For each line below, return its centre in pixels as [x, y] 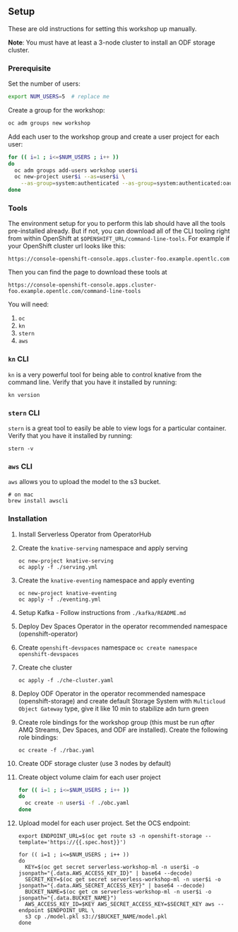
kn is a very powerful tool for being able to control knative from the [105, 374]
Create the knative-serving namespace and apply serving [103, 548]
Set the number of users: [44, 84]
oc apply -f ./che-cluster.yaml [66, 680]
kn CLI [18, 359]
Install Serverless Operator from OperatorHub [85, 534]
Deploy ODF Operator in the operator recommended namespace [112, 694]
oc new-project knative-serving [66, 561]
